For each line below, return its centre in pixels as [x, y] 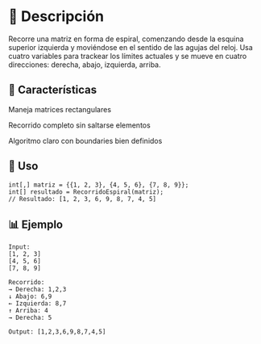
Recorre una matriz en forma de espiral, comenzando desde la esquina [126, 39]
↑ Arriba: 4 [28, 311]
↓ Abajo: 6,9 [30, 297]
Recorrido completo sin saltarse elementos [79, 125]
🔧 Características [53, 90]
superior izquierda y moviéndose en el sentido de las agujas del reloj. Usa [131, 47]
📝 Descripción [56, 17]
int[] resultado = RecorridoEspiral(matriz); [86, 192]
